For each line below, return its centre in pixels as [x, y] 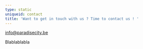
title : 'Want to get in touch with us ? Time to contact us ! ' [72, 19]
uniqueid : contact [24, 14]
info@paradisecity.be [26, 33]
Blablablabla [17, 42]
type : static [18, 10]
